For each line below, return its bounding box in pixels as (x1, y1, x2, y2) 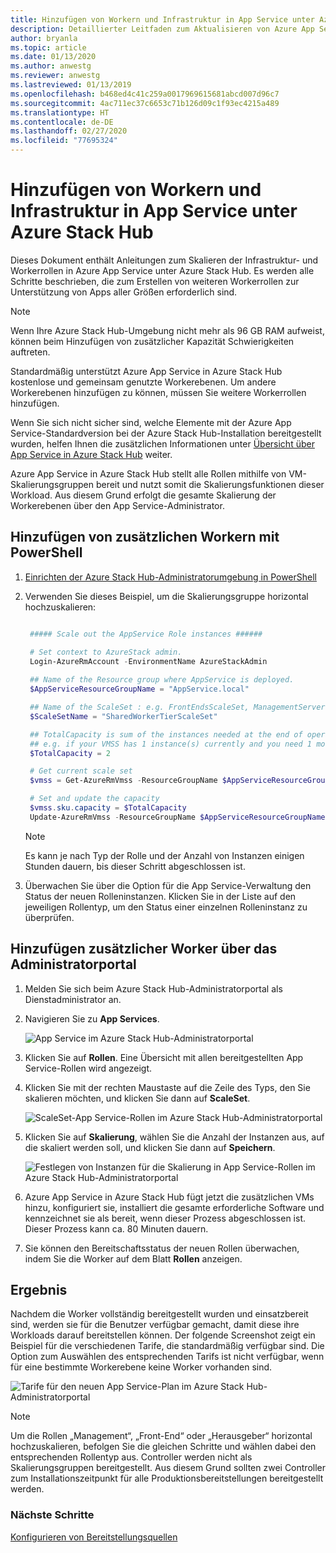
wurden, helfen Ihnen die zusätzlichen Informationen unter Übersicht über (10, 437, 315, 450)
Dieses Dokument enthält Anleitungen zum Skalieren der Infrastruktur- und (10, 254, 319, 266)
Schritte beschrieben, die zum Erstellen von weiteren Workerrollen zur (10, 275, 300, 287)
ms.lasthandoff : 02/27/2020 (10, 126, 128, 136)
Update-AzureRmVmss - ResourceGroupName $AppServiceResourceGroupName (29, 812, 326, 822)
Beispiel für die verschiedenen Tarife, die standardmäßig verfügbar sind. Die (10, 1340, 325, 1352)
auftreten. (10, 346, 51, 358)
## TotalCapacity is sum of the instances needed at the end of (29, 729, 303, 740)
